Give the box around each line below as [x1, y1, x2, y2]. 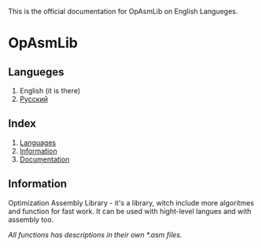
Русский [19, 94, 49, 104]
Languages [19, 137, 57, 147]
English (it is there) [19, 86, 81, 95]
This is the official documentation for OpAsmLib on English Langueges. [8, 7, 238, 16]
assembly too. [8, 215, 54, 224]
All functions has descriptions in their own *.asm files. [8, 230, 183, 239]
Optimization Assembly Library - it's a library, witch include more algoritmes [8, 198, 254, 207]
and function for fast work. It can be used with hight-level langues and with [8, 206, 252, 216]
